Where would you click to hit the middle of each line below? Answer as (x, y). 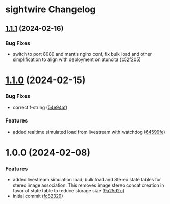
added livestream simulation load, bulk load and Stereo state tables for (87, 180)
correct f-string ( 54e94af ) (40, 107)
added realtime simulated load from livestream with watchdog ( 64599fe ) (89, 132)
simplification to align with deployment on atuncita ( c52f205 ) (77, 59)
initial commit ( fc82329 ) (38, 196)
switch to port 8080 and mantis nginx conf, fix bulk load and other (82, 54)
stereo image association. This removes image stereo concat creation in (88, 185)
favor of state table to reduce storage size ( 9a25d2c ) (68, 191)
